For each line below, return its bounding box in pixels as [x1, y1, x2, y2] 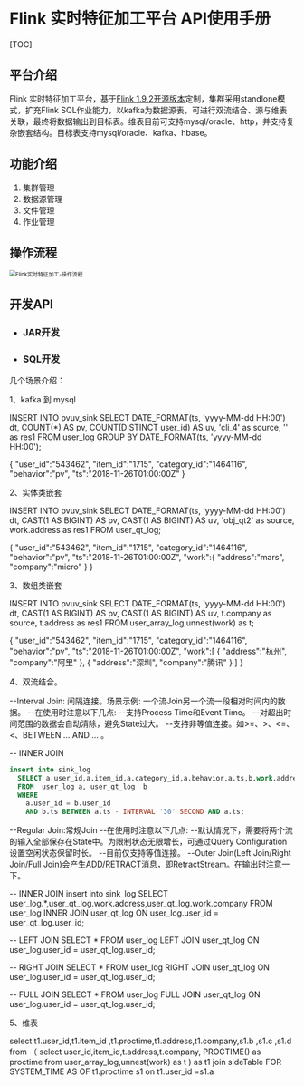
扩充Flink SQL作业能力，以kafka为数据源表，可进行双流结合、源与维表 [24, 104, 288, 115]
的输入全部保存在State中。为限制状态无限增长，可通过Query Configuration [9, 836, 288, 848]
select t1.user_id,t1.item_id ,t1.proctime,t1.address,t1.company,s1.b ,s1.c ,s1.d [9, 1035, 292, 1047]
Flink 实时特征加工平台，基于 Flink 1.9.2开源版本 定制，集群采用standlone [9, 92, 278, 104]
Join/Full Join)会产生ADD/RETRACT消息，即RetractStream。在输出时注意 [9, 858, 282, 870]
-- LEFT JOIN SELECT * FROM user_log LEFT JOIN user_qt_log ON [9, 935, 260, 945]
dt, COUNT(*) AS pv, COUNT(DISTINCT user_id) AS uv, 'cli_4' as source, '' [9, 422, 289, 432]
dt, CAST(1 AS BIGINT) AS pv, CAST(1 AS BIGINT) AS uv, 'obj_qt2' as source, [9, 514, 295, 526]
